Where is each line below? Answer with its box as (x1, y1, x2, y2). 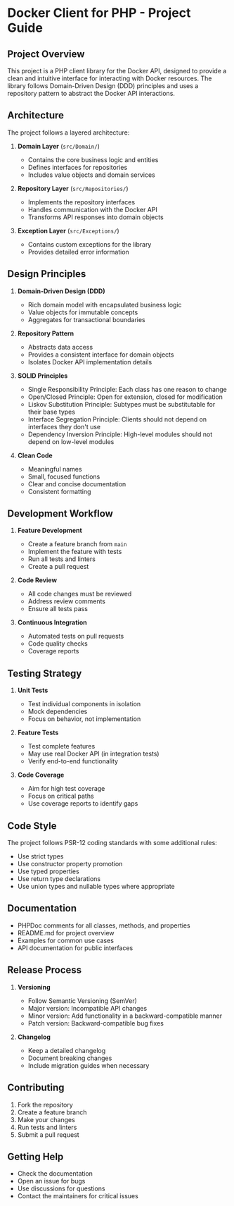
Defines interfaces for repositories (27, 163, 128, 171)
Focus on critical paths (27, 792, 94, 801)
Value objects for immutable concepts (27, 308, 138, 316)
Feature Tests (17, 728, 59, 737)
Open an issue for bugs (17, 1177, 86, 1186)
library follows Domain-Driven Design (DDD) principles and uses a (7, 82, 199, 90)
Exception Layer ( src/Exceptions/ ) (17, 226, 119, 235)
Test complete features (27, 742, 96, 751)
